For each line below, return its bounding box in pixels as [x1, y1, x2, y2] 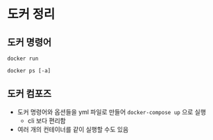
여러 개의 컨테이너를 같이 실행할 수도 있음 [17, 125, 129, 133]
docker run [7, 55, 39, 62]
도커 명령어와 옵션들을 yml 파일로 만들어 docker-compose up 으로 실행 [17, 107, 207, 116]
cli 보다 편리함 [27, 116, 66, 125]
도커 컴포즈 [7, 88, 52, 100]
